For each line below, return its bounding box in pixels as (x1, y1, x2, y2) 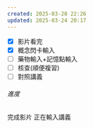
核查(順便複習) (17, 63, 60, 72)
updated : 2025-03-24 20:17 (7, 17, 87, 24)
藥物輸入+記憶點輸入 (17, 54, 78, 63)
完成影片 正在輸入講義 (7, 113, 71, 122)
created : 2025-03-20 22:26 (7, 10, 87, 18)
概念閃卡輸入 (17, 46, 55, 54)
